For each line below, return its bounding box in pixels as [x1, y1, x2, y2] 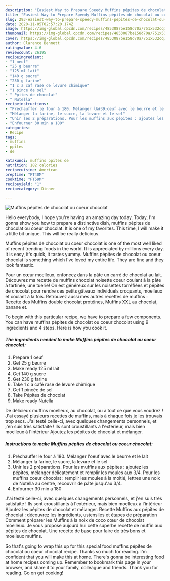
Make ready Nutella [12, 397, 54, 404]
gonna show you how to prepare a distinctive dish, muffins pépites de [5, 220, 151, 226]
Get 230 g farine [12, 376, 47, 382]
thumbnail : [5, 31, 28, 36]
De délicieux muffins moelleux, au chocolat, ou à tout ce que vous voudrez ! [5, 407, 163, 413]
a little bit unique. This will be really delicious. [5, 231, 100, 236]
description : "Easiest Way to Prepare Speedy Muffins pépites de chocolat [5, 7, 166, 13]
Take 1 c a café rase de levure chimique [12, 381, 95, 387]
